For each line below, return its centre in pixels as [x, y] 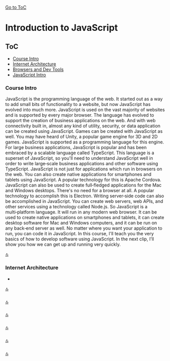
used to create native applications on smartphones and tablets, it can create [85, 218]
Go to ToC [16, 7]
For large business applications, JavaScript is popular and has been [76, 148]
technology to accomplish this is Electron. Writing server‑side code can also [85, 196]
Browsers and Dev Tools [38, 69]
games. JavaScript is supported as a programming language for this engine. [85, 142]
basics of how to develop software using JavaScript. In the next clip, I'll [80, 239]
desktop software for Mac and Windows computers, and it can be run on [81, 223]
